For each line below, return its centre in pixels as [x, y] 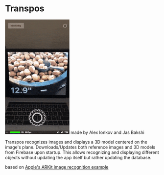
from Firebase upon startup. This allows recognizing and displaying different [82, 152]
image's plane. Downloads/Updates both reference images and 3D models [80, 147]
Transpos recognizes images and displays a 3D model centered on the [76, 142]
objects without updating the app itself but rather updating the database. [78, 157]
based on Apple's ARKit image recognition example [57, 167]
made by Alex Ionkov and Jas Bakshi [107, 132]
